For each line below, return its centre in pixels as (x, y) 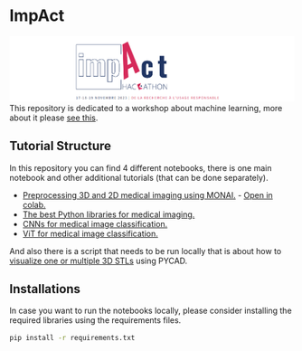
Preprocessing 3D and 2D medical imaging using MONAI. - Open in (147, 194)
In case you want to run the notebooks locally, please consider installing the (151, 311)
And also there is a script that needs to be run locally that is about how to (146, 251)
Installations (45, 289)
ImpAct (37, 16)
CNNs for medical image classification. (95, 223)
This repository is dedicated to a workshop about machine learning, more (146, 108)
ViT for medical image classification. (90, 233)
